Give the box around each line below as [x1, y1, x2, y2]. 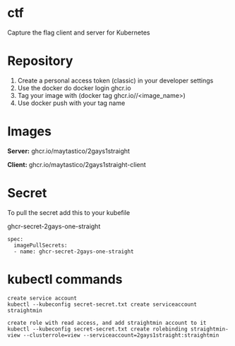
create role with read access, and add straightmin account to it [7, 319, 207, 326]
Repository [7, 53, 73, 69]
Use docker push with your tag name [17, 99, 126, 107]
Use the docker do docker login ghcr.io [17, 83, 132, 92]
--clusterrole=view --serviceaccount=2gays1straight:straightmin [23, 331, 219, 339]
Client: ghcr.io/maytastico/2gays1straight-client [7, 160, 146, 168]
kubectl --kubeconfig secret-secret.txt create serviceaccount [7, 301, 198, 308]
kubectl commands [7, 271, 123, 287]
